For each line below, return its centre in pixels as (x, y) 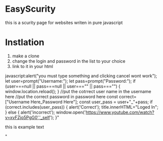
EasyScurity (30, 9)
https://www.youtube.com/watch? (120, 112)
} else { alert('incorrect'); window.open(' (46, 112)
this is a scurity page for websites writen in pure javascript (64, 23)
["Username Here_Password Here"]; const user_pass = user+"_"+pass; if (79, 102)
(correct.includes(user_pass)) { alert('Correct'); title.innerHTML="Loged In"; (82, 107)
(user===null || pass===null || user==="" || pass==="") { (63, 86)
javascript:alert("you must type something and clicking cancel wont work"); (81, 76)
